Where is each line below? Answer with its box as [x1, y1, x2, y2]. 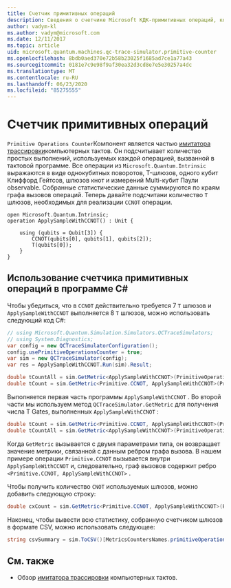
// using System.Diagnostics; [7, 336, 94, 343]
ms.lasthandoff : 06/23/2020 [7, 81, 88, 88]
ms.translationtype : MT [7, 68, 76, 74]
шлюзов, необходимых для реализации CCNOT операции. [7, 198, 173, 207]
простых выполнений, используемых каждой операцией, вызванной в [7, 154, 214, 163]
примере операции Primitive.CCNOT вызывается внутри [7, 454, 170, 463]
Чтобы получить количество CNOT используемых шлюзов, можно [7, 482, 198, 490]
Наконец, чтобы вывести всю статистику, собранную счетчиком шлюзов [7, 515, 223, 524]
